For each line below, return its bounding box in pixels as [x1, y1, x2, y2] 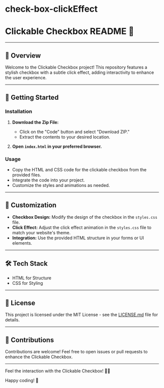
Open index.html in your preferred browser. [12, 143, 102, 149]
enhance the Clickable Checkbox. [5, 354, 73, 360]
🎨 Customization [5, 201, 57, 209]
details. [5, 317, 20, 323]
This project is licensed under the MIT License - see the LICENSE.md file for [5, 312, 158, 318]
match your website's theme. [12, 229, 71, 235]
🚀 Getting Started [5, 93, 59, 102]
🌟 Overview [5, 51, 41, 60]
